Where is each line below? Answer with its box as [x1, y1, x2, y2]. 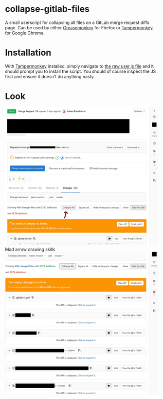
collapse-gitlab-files [5, 3, 90, 15]
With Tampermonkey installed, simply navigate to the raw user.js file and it [5, 63, 154, 69]
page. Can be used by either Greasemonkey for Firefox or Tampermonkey [5, 24, 153, 30]
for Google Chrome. [5, 30, 45, 36]
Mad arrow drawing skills [5, 246, 55, 252]
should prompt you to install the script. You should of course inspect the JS [5, 68, 156, 74]
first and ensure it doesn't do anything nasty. [5, 73, 95, 79]
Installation [5, 47, 52, 58]
